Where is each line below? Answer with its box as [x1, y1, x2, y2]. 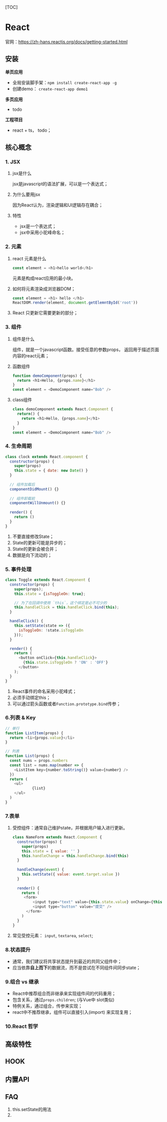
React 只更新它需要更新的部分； [12, 310, 78, 316]
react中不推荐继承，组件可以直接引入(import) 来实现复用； [12, 1009, 133, 1015]
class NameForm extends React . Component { [12, 835, 102, 840]
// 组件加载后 [9, 482, 35, 487]
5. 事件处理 [5, 566, 32, 573]
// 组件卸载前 [9, 496, 35, 501]
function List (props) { [5, 754, 55, 759]
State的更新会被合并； [12, 546, 58, 552]
